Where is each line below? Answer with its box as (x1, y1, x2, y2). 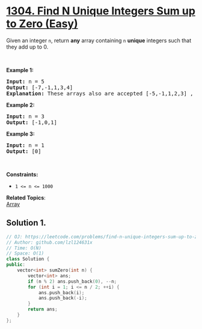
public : (6, 262, 26, 268)
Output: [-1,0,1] (6, 119, 57, 125)
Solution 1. (6, 218, 46, 228)
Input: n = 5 (6, 78, 45, 85)
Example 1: (6, 66, 34, 73)
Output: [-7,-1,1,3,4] (6, 84, 73, 91)
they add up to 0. (6, 43, 49, 50)
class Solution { (6, 256, 50, 262)
